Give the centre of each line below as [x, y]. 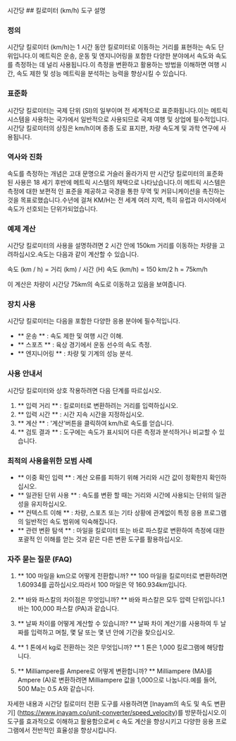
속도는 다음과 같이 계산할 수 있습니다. [88, 254]
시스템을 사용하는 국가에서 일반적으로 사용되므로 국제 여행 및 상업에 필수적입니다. [118, 119]
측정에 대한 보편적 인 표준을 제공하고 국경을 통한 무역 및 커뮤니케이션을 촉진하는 [116, 191]
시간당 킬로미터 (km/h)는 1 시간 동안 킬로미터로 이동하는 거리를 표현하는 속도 [112, 47]
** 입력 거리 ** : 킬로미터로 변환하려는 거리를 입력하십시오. [98, 405]
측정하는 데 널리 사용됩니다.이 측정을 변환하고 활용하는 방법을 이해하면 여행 [117, 65]
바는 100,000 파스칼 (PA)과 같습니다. [68, 608]
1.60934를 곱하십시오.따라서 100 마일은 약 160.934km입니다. [102, 585]
